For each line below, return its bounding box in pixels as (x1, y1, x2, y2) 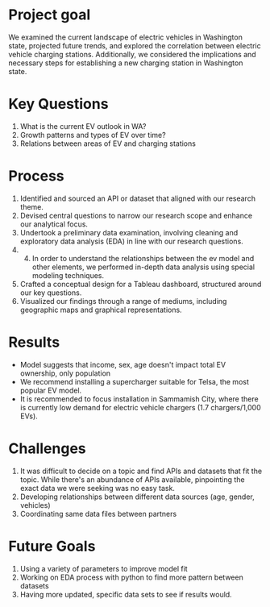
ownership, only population (19, 368, 111, 378)
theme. (19, 202, 44, 211)
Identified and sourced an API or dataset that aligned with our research (19, 193, 256, 203)
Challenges (8, 439, 86, 457)
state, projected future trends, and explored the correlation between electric (8, 40, 261, 50)
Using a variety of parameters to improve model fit (19, 563, 188, 573)
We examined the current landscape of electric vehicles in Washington (8, 32, 243, 42)
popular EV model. (19, 385, 82, 395)
